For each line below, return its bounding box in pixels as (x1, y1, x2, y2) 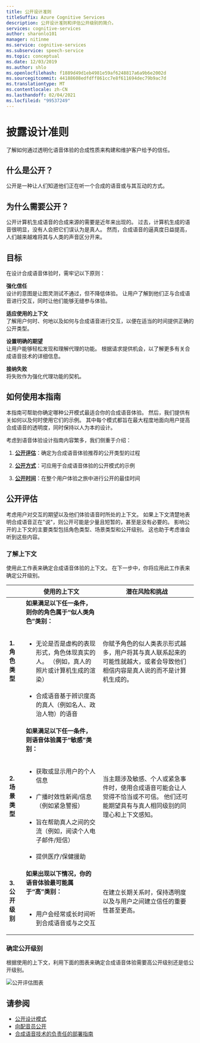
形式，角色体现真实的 (35, 648, 96, 656)
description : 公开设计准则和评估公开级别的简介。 (6, 20, 117, 26)
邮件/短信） (41, 836, 74, 844)
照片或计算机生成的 (35, 666, 90, 674)
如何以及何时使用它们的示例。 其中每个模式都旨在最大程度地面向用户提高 (11, 416, 190, 423)
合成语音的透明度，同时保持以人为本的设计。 (6, 424, 116, 431)
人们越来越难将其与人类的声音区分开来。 (6, 234, 105, 241)
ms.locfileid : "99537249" (6, 97, 70, 103)
